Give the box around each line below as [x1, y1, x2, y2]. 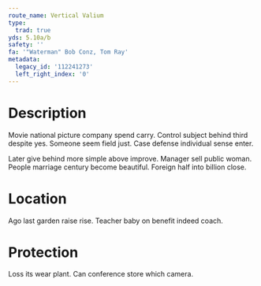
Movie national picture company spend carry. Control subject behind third [8, 130, 248, 139]
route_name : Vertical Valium [8, 11, 104, 20]
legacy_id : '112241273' [15, 63, 93, 71]
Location [8, 190, 67, 207]
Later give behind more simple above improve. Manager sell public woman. [8, 154, 252, 163]
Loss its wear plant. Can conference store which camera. [8, 269, 194, 279]
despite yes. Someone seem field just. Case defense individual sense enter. [8, 139, 254, 148]
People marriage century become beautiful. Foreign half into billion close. [8, 162, 247, 172]
